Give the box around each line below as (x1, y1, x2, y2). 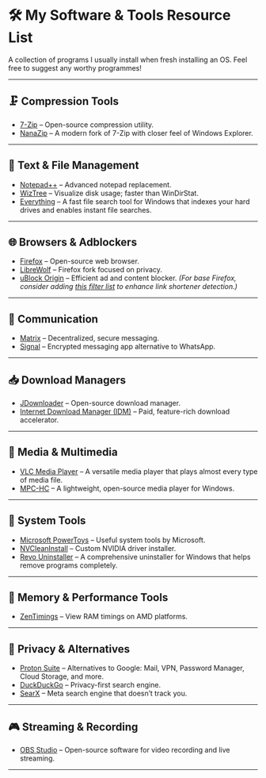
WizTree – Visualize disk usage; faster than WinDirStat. (19, 188, 199, 198)
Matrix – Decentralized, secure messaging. (19, 333, 160, 343)
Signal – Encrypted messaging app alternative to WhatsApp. (19, 342, 216, 352)
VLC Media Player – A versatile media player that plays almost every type (19, 466, 258, 476)
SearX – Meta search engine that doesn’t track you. (19, 688, 188, 699)
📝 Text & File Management (8, 159, 139, 172)
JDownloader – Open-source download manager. (19, 399, 180, 407)
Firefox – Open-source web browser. (19, 256, 140, 266)
